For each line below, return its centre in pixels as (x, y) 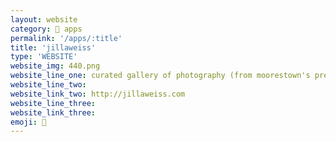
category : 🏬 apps (46, 29)
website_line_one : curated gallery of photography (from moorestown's (160, 76)
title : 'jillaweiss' (53, 47)
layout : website (44, 19)
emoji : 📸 (28, 122)
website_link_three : (53, 112)
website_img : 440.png (55, 66)
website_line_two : (48, 85)
